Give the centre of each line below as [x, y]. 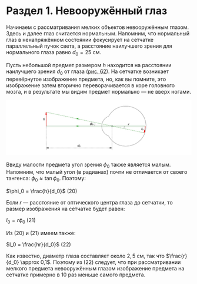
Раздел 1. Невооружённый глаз [87, 11]
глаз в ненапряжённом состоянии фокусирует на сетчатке [80, 39]
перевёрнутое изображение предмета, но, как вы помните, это [86, 79]
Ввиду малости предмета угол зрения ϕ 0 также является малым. [89, 165]
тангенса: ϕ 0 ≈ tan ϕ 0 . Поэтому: [46, 179]
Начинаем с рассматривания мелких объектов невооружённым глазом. [98, 27]
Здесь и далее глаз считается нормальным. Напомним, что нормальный [98, 33]
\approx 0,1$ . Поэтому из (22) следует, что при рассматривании [101, 262]
